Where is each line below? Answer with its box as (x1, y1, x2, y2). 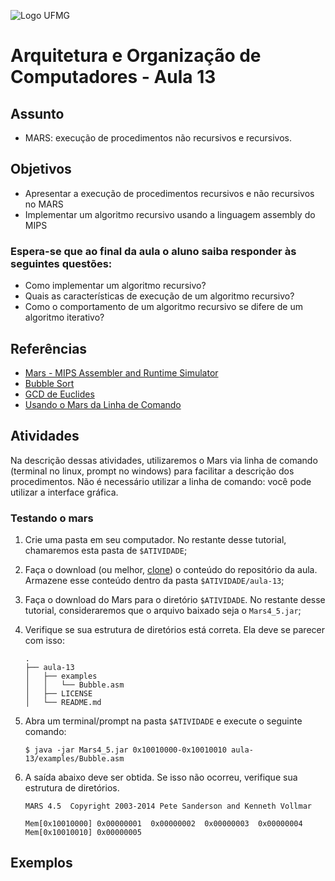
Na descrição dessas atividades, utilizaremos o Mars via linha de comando (10, 454, 318, 466)
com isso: (24, 635, 65, 647)
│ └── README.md (24, 698, 102, 708)
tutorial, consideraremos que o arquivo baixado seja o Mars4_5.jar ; (24, 605, 302, 617)
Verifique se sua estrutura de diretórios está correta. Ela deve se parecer (24, 624, 325, 636)
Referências (10, 340, 88, 357)
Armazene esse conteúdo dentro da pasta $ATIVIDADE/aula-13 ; (24, 575, 285, 587)
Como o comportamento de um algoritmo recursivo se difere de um (24, 301, 303, 313)
